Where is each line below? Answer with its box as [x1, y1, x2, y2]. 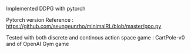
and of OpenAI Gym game [6, 41, 69, 47]
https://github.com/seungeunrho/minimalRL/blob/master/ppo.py [6, 23, 162, 29]
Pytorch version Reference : [6, 16, 74, 23]
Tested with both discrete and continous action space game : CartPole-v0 [6, 34, 185, 41]
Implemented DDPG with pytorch [6, 5, 86, 12]
